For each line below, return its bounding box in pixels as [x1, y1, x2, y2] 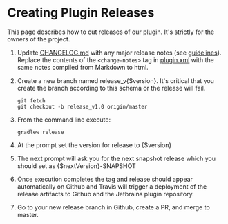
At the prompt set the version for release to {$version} [17, 140, 172, 149]
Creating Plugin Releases [7, 5, 155, 21]
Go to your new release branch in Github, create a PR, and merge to [17, 203, 211, 212]
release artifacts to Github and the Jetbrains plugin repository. [17, 189, 195, 198]
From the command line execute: [17, 115, 111, 124]
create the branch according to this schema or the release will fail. [17, 84, 206, 92]
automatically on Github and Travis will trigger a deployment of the [17, 182, 207, 191]
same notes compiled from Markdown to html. [17, 63, 149, 71]
